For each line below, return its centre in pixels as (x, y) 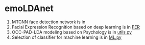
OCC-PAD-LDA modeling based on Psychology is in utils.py (72, 32)
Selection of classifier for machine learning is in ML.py (67, 37)
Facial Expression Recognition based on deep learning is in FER (76, 27)
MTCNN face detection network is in (48, 22)
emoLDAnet (29, 8)
